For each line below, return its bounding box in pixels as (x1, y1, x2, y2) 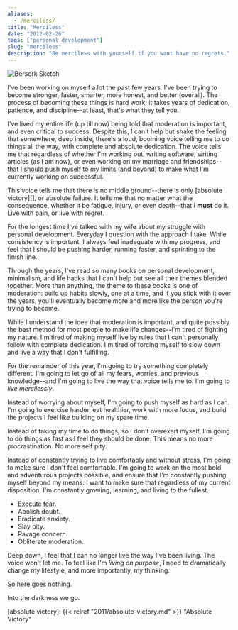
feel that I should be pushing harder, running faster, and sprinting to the (7, 245, 216, 253)
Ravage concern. (17, 529, 68, 538)
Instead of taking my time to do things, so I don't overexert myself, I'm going (7, 426, 231, 435)
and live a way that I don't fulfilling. (7, 348, 110, 356)
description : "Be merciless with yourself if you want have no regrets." (7, 50, 231, 57)
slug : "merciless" (7, 43, 62, 50)
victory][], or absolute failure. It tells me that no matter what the (7, 193, 193, 202)
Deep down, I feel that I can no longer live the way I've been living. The (7, 551, 215, 559)
